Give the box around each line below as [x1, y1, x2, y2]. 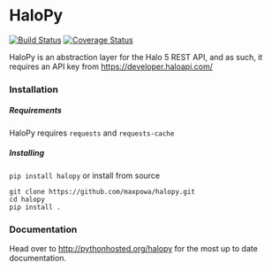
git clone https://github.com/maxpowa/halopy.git [9, 187, 196, 196]
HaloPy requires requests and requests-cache [9, 127, 175, 138]
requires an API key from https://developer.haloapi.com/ [9, 61, 214, 72]
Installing [9, 148, 45, 158]
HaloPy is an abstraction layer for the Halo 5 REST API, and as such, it [9, 51, 263, 62]
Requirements [9, 105, 62, 116]
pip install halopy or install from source [9, 170, 161, 181]
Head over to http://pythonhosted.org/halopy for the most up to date [9, 243, 258, 254]
